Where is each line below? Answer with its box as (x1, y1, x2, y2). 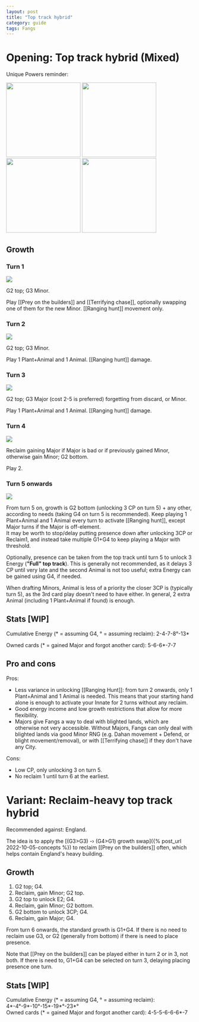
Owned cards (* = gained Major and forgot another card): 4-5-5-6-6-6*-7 (6, 1009, 188, 1016)
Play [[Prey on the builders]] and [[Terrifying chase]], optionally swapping (6, 299, 187, 306)
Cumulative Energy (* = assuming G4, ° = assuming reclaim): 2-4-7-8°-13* (6, 630, 190, 637)
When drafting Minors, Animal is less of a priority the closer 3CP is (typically (6, 585, 193, 592)
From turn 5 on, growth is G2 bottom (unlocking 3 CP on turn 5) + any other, (6, 504, 192, 511)
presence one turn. (6, 963, 53, 970)
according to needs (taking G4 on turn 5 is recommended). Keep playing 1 (6, 511, 187, 518)
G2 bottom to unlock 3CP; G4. (14, 908, 89, 915)
